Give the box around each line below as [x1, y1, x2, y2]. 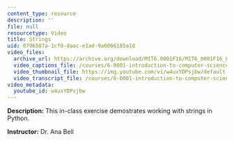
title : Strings [7, 36, 52, 43]
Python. [7, 114, 30, 122]
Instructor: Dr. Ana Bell [7, 128, 75, 136]
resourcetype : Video [7, 29, 68, 37]
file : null [7, 23, 39, 30]
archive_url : [13, 56, 52, 63]
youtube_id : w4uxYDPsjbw [13, 88, 86, 94]
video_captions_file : [13, 62, 77, 69]
